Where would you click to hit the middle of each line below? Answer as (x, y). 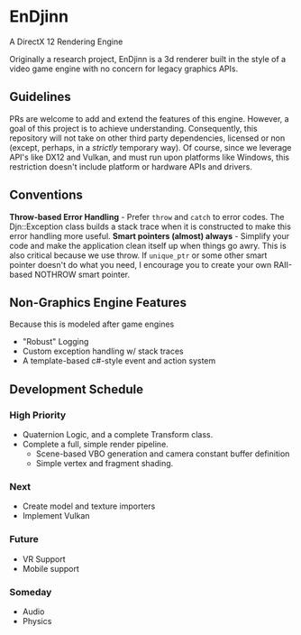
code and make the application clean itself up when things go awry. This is (148, 245)
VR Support (44, 559)
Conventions (46, 195)
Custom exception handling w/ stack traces (103, 351)
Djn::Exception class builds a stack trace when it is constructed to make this (150, 226)
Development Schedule (77, 389)
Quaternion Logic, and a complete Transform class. (118, 435)
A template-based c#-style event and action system (119, 361)
